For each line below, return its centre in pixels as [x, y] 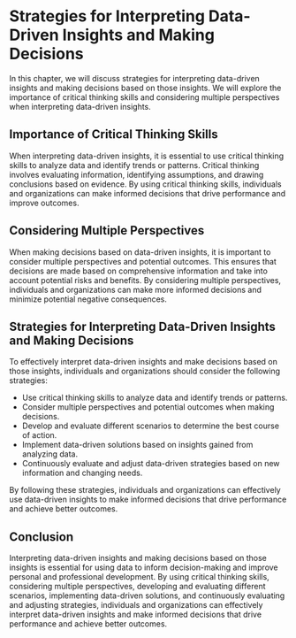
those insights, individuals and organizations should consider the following [145, 371]
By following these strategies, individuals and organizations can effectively [145, 490]
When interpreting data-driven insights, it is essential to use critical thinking [147, 156]
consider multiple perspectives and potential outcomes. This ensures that [143, 261]
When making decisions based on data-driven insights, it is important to [140, 252]
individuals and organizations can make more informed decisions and [136, 289]
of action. [39, 435]
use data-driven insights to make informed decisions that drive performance [148, 500]
